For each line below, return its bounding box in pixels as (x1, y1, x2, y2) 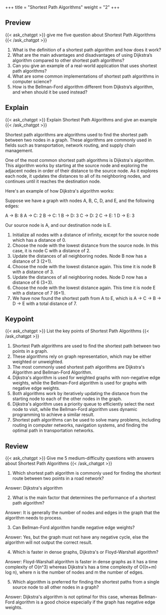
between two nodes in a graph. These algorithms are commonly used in (5, 137, 152, 143)
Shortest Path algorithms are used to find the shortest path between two (12, 343, 161, 349)
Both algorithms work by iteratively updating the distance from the (12, 391, 148, 397)
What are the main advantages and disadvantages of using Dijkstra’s (12, 52, 153, 58)
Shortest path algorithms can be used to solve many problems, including (12, 417, 161, 423)
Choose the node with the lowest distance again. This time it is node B (12, 263, 156, 269)
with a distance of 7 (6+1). (12, 290, 66, 296)
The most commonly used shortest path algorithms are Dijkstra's (12, 364, 145, 370)
